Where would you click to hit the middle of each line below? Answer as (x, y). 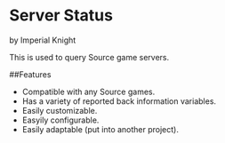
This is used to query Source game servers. (89, 57)
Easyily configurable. (60, 120)
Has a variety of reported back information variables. (119, 101)
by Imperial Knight (43, 40)
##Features (30, 74)
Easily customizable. (60, 110)
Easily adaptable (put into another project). (100, 129)
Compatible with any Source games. (88, 91)
